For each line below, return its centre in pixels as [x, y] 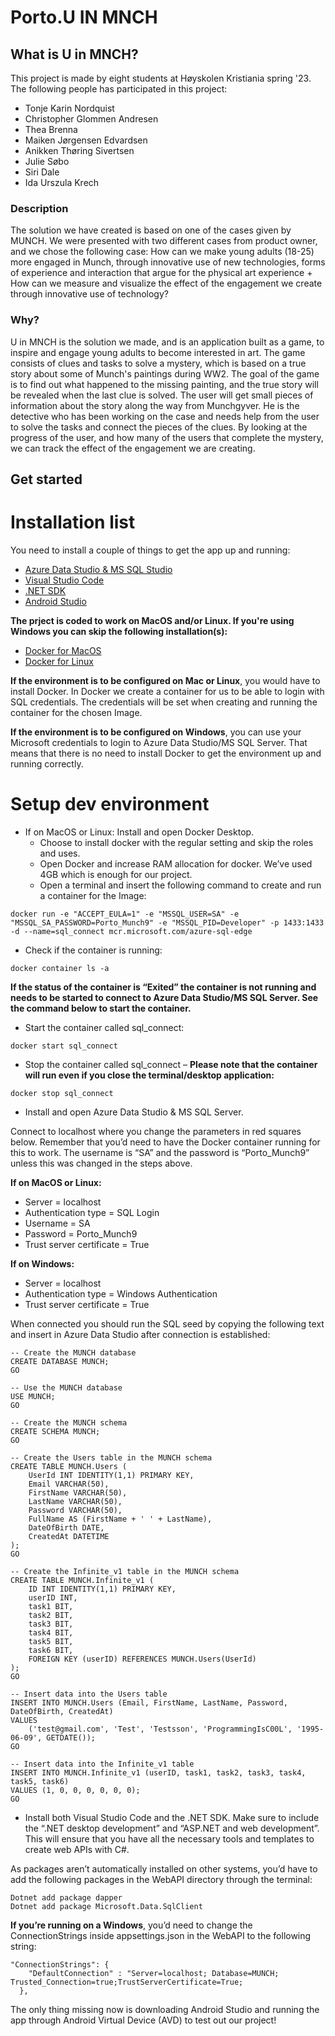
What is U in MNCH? [74, 54]
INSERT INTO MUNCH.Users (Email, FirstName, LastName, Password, [149, 1702]
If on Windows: [42, 1263]
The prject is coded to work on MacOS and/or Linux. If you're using [152, 620]
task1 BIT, [51, 1606]
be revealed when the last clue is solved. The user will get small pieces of [162, 395]
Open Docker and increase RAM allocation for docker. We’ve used [176, 863]
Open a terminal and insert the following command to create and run [180, 885]
